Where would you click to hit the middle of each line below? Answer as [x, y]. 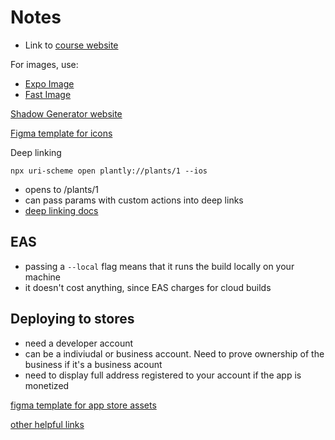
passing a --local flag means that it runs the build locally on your [159, 266]
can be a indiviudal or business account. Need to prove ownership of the [174, 353]
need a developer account [79, 343]
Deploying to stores [72, 319]
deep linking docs [61, 210]
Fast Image [48, 94]
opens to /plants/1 [62, 189]
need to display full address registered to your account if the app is [163, 375]
